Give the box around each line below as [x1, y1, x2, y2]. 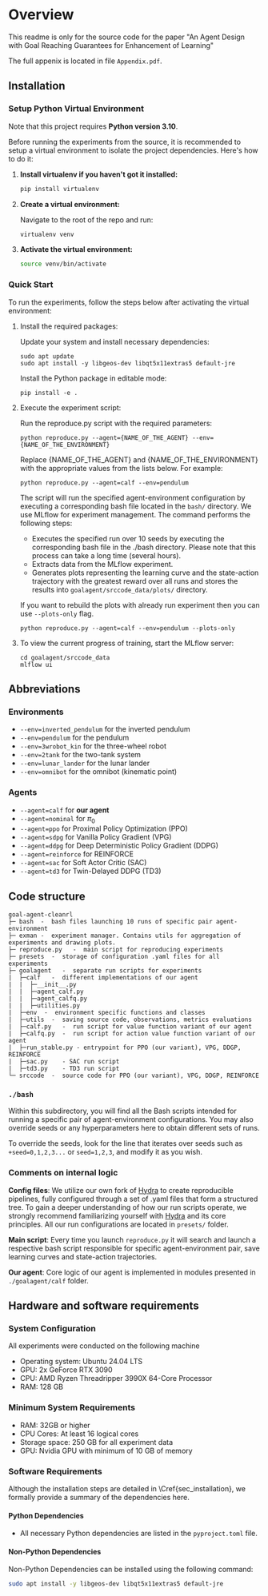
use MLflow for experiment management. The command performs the [19, 509, 250, 519]
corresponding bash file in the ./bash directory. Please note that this [31, 542, 256, 552]
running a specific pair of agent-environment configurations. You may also [8, 1115, 254, 1124]
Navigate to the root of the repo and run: [19, 214, 154, 225]
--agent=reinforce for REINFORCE [19, 849, 134, 859]
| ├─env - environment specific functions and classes [8, 1009, 206, 1017]
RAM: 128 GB [19, 1382, 64, 1392]
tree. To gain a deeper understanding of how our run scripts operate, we [8, 1202, 247, 1212]
